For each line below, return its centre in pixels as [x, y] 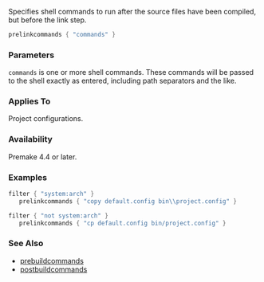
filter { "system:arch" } [51, 194]
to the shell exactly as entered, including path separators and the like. [122, 81]
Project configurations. [46, 119]
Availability [31, 139]
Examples [28, 177]
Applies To [30, 101]
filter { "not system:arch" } [59, 215]
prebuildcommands [51, 260]
